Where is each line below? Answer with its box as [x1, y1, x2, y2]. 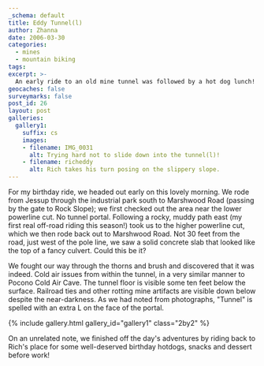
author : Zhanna [8, 26, 58, 34]
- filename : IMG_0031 [22, 144, 93, 151]
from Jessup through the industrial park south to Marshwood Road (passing [8, 196, 255, 205]
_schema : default [8, 11, 65, 20]
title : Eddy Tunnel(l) [8, 19, 83, 27]
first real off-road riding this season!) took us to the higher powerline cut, [8, 221, 245, 230]
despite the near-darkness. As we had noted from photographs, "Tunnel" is [8, 295, 253, 304]
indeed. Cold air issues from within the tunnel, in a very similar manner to [8, 270, 246, 278]
